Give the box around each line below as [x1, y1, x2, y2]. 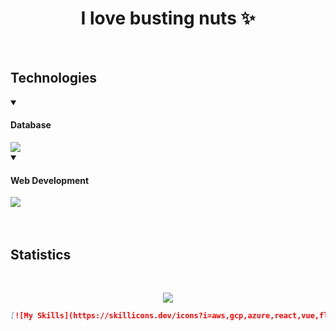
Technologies [10, 70, 98, 87]
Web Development [10, 174, 90, 186]
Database [10, 119, 52, 131]
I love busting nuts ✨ [80, 7, 256, 30]
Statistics [10, 246, 72, 263]
